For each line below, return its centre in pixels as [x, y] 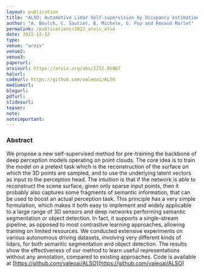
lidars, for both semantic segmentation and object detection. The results [97, 244]
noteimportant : [25, 119]
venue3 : [16, 57]
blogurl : [17, 91]
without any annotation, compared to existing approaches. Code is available [101, 257]
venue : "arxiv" [25, 46]
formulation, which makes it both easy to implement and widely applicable [99, 205]
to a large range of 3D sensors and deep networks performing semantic [96, 211]
